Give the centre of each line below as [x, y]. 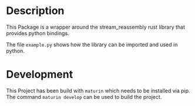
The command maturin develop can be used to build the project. [84, 97]
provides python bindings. [38, 33]
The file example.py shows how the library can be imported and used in [92, 45]
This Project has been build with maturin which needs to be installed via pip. [98, 90]
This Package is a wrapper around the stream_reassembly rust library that [96, 27]
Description [35, 11]
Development [40, 75]
